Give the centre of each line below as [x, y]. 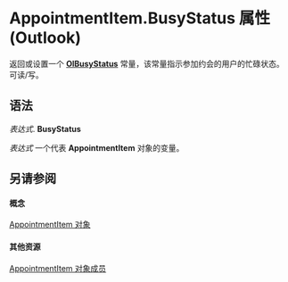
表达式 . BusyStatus [45, 129]
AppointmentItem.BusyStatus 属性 [140, 18]
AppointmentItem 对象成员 [58, 268]
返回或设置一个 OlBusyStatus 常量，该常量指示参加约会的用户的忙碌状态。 [147, 63]
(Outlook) [45, 38]
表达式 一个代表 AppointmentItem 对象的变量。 [97, 147]
